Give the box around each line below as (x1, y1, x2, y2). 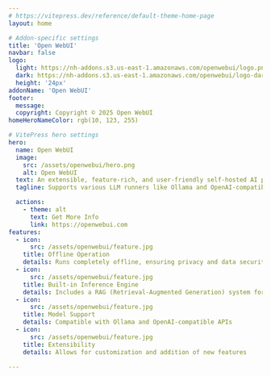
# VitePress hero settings (8, 131, 99, 140)
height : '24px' (15, 78, 67, 87)
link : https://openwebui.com (29, 220, 128, 228)
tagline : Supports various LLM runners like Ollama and (15, 183, 207, 192)
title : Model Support (23, 311, 95, 319)
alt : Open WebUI (23, 169, 78, 177)
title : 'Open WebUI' (8, 41, 78, 49)
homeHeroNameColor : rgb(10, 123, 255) (8, 116, 139, 125)
